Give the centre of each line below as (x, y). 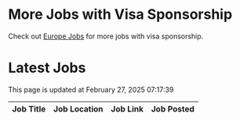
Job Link (127, 109)
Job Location (78, 109)
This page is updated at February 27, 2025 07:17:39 (91, 89)
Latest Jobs (47, 68)
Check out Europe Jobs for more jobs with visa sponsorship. (106, 36)
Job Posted (173, 109)
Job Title (29, 109)
